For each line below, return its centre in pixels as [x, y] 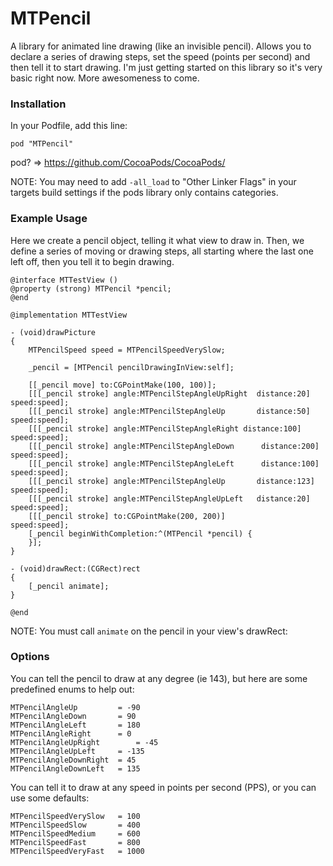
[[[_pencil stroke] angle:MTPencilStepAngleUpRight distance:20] [169, 393]
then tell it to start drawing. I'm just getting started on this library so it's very [166, 67]
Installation [38, 104]
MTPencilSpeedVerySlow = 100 [75, 816]
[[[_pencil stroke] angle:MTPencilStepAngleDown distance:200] [174, 446]
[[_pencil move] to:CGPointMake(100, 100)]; [122, 385]
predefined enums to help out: [72, 689]
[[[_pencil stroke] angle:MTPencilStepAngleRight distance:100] [165, 428]
